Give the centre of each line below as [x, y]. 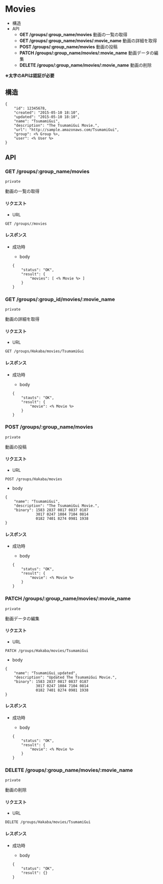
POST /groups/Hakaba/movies [34, 479]
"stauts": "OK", [38, 397]
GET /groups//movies [26, 224]
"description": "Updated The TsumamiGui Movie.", [66, 677]
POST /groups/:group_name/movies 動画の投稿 [69, 47]
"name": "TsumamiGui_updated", [46, 673]
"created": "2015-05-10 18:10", [47, 113]
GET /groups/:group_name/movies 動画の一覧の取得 [73, 34]
